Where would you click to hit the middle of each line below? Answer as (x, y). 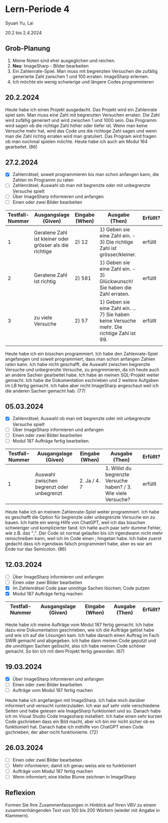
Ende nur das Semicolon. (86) (36, 549)
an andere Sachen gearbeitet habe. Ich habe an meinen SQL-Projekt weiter (82, 375)
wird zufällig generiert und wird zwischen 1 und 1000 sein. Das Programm (81, 120)
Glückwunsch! (116, 281)
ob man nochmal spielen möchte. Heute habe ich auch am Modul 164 (76, 141)
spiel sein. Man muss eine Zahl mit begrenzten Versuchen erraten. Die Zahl (82, 115)
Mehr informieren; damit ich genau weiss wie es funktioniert (74, 765)
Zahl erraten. (115, 293)
